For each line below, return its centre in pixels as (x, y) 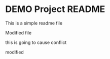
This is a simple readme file (34, 23)
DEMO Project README (55, 9)
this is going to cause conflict (36, 42)
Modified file (19, 32)
